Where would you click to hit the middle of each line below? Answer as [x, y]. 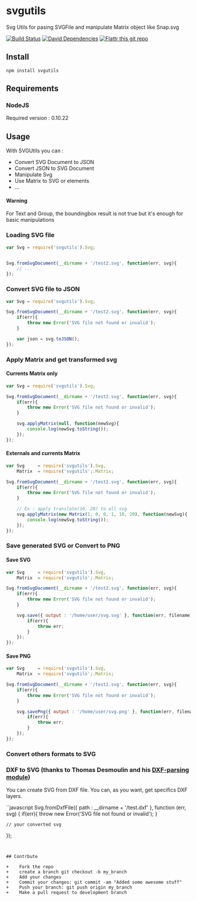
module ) [18, 777]
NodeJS [18, 105]
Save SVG [18, 560]
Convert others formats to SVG [51, 754]
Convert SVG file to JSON [43, 289]
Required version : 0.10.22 [37, 118]
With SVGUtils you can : [35, 151]
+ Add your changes [34, 877]
